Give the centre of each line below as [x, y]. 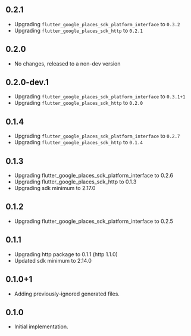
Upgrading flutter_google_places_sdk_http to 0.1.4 [79, 142]
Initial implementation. [41, 326]
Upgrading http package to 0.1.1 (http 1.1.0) [66, 254]
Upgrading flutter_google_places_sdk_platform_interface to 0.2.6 [94, 176]
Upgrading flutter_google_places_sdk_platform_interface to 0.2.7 [97, 136]
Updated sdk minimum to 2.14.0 [53, 260]
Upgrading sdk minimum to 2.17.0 [55, 188]
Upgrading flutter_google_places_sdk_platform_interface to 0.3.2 [97, 24]
